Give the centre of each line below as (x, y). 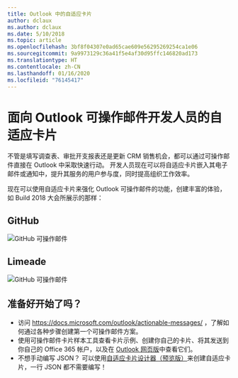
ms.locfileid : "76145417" (45, 80)
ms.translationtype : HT (42, 60)
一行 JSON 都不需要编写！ (68, 367)
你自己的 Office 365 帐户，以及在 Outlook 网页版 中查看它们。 (107, 349)
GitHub (23, 221)
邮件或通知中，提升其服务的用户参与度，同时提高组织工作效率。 (100, 174)
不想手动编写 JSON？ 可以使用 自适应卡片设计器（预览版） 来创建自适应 (121, 358)
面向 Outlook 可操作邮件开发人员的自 (115, 117)
